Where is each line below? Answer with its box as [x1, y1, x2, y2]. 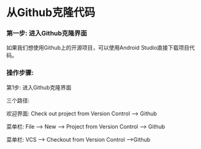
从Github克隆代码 [6, 6, 96, 20]
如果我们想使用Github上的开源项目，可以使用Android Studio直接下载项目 [6, 44, 190, 52]
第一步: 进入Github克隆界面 [6, 29, 87, 37]
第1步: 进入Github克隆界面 [6, 83, 72, 91]
